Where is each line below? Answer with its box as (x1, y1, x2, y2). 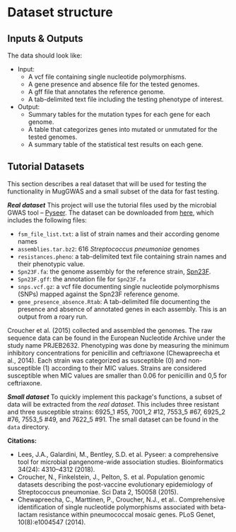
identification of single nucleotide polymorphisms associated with (17, 502, 209, 511)
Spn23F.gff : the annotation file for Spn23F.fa (17, 274, 146, 283)
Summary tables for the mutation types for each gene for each (28, 111, 211, 118)
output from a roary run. (17, 312, 88, 321)
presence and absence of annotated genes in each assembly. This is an (17, 305, 228, 313)
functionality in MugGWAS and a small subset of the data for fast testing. (7, 187, 220, 196)
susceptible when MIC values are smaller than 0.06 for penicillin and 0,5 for (7, 371, 228, 380)
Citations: (7, 436, 37, 445)
